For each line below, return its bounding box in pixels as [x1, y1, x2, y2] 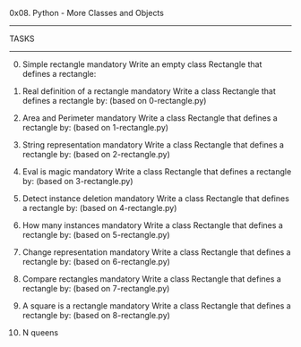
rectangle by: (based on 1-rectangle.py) [21, 123, 168, 132]
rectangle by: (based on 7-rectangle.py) [21, 284, 170, 293]
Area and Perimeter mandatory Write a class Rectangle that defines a [21, 113, 278, 123]
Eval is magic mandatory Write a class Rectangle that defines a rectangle [21, 166, 292, 177]
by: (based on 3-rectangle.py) [21, 176, 133, 186]
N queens [21, 327, 59, 338]
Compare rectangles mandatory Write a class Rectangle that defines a [21, 274, 282, 284]
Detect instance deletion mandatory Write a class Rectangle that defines [21, 193, 289, 204]
